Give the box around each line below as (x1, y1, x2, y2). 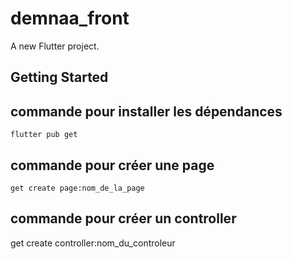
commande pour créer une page (10, 157, 215, 174)
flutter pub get (10, 130, 78, 140)
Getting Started (10, 69, 109, 86)
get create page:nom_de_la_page (10, 183, 145, 193)
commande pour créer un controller (10, 210, 237, 227)
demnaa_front (10, 7, 130, 30)
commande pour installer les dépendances (10, 103, 283, 120)
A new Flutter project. (10, 40, 100, 52)
